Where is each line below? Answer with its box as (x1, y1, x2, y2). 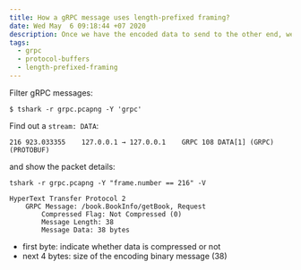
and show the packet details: (9, 161, 116, 172)
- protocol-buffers (17, 55, 90, 63)
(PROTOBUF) (9, 145, 50, 155)
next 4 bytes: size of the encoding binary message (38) (21, 250, 228, 261)
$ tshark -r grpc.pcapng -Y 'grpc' (9, 105, 142, 114)
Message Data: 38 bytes (41, 225, 130, 234)
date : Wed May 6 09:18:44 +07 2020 (9, 21, 146, 30)
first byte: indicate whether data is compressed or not (21, 240, 221, 251)
